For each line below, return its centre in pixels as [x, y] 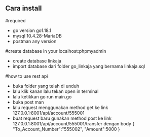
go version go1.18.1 [32, 30]
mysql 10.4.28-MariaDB [37, 36]
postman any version [34, 41]
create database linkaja [37, 61]
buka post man [28, 102]
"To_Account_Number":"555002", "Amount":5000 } [66, 129]
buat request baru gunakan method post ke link [62, 118]
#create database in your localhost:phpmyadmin [56, 51]
